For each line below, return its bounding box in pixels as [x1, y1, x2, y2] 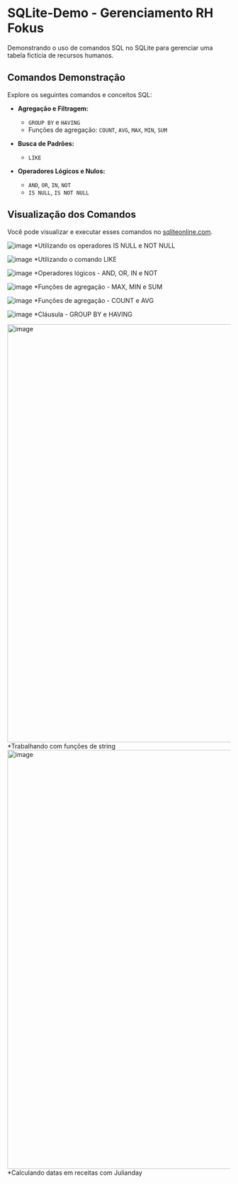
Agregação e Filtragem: [17, 104, 89, 113]
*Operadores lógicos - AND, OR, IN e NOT [34, 268, 158, 277]
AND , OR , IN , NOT [28, 180, 72, 189]
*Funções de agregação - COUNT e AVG [34, 296, 154, 304]
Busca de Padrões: [17, 139, 74, 148]
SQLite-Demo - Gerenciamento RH [7, 5, 214, 21]
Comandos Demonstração [7, 72, 126, 84]
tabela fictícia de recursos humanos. [7, 51, 114, 60]
